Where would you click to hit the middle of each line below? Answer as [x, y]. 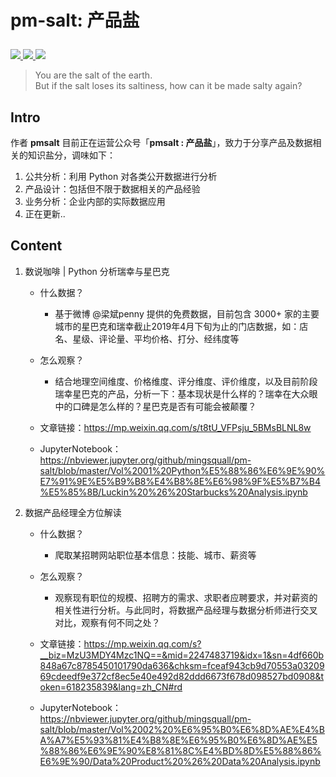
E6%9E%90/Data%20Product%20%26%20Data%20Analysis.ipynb [180, 761]
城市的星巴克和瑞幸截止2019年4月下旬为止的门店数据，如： [177, 326]
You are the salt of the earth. [93, 75]
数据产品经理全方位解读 [73, 512]
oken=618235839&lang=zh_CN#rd [111, 687]
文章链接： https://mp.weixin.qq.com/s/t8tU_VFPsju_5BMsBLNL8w [175, 427]
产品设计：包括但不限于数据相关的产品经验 [112, 189]
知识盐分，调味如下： [71, 155]
